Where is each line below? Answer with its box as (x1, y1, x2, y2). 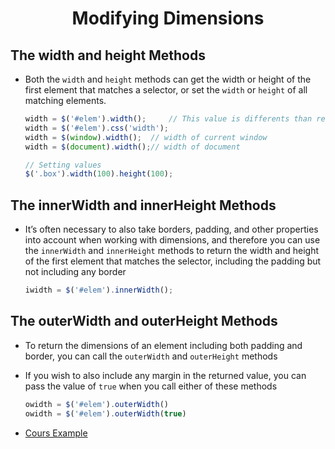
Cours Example (24, 427, 88, 439)
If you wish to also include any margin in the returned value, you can (24, 369, 307, 381)
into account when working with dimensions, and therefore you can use (24, 234, 321, 246)
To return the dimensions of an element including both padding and (24, 339, 303, 351)
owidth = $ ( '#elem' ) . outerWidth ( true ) (24, 408, 187, 419)
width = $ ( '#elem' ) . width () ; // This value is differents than (24, 114, 313, 124)
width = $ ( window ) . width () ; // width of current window (24, 132, 268, 142)
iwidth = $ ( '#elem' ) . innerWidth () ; (24, 285, 174, 296)
